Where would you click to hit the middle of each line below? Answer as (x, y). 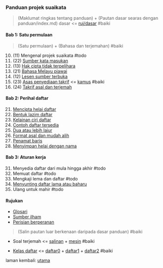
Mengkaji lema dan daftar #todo (45, 179)
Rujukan (14, 201)
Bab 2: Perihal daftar (27, 98)
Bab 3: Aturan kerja (26, 157)
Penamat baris (27, 140)
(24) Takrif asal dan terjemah (42, 87)
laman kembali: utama (28, 261)
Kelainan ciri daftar (32, 120)
